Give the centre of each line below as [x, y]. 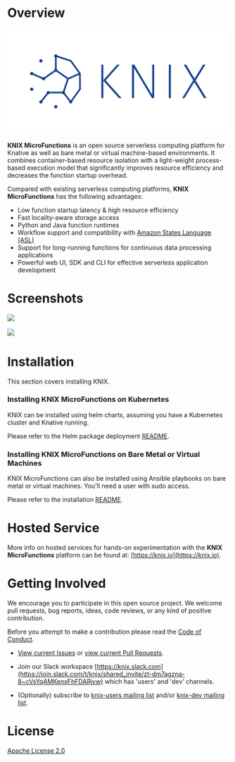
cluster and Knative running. [48, 422]
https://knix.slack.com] [130, 666]
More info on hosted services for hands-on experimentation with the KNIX [115, 548]
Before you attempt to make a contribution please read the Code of [104, 632]
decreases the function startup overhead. [68, 175]
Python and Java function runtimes [68, 225]
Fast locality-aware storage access [68, 217]
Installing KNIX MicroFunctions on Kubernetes [88, 400]
